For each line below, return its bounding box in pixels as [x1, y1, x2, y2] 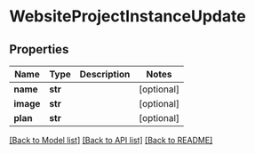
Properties [9, 42, 69, 57]
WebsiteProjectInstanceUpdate [9, 6, 246, 27]
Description [79, 69, 131, 80]
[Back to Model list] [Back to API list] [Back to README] [9, 135, 213, 145]
